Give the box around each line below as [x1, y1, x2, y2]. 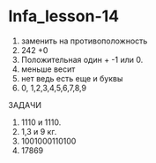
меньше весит [20, 64, 76, 74]
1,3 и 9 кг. [20, 126, 57, 136]
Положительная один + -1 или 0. [20, 54, 144, 65]
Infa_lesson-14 [8, 6, 120, 27]
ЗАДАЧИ [8, 99, 41, 110]
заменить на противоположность [20, 35, 148, 46]
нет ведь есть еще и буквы [20, 73, 123, 83]
